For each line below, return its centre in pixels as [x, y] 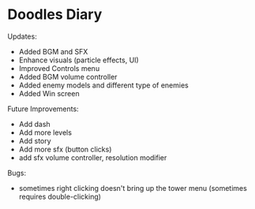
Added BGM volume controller [68, 77]
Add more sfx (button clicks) [65, 149]
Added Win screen [49, 93]
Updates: [22, 36]
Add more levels [45, 132]
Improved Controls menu [59, 68]
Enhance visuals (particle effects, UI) [79, 60]
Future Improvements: [43, 109]
